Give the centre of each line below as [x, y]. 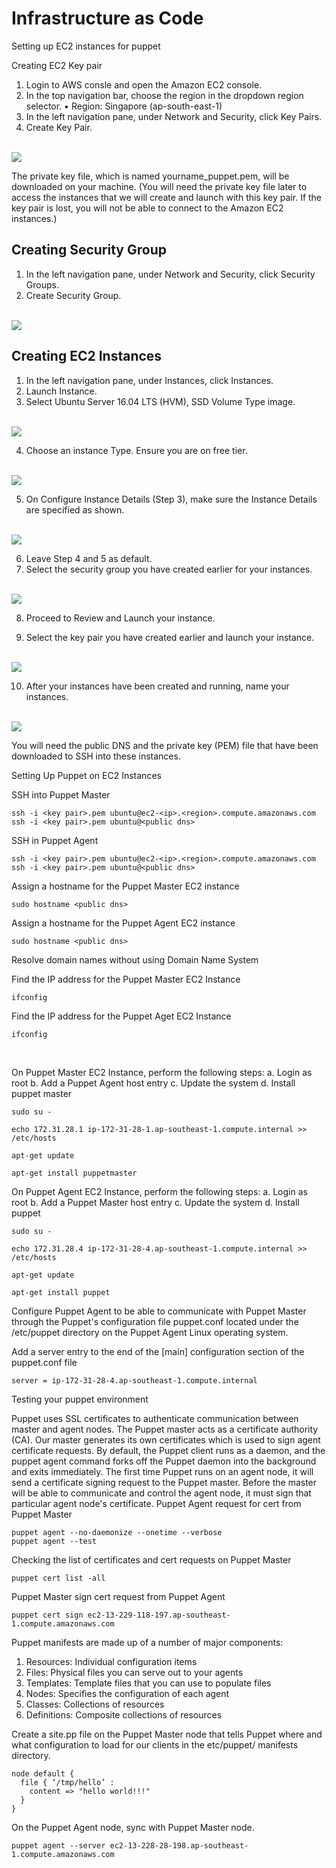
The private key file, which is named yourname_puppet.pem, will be [150, 176]
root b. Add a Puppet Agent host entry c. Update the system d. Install [153, 1083]
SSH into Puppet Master [61, 794]
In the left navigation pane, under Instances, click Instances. [149, 380]
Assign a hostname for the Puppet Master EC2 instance [125, 886]
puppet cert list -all [58, 1578]
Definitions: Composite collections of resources [124, 1714]
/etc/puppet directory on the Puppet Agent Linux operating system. [150, 1332]
